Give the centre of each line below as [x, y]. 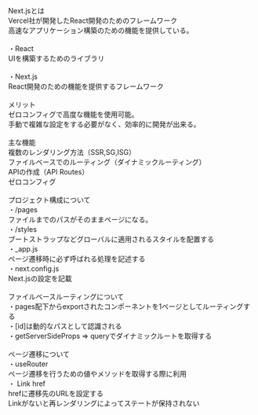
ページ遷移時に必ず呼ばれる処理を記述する [77, 259]
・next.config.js [34, 268]
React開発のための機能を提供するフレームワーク [86, 86]
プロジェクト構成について [49, 200]
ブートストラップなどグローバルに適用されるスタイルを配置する [111, 239]
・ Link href [27, 384]
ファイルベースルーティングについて [66, 297]
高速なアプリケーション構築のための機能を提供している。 [101, 30]
